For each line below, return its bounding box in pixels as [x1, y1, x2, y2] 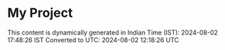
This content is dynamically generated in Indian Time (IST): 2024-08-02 [7, 28, 219, 37]
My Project [7, 5, 73, 21]
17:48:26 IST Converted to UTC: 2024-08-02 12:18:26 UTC [7, 35, 180, 44]
